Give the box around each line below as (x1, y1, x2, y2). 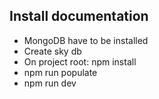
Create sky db (23, 45, 82, 57)
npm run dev (23, 77, 77, 89)
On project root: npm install (23, 55, 137, 68)
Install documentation (9, 8, 149, 25)
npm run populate (23, 66, 98, 78)
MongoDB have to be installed (23, 34, 149, 46)
